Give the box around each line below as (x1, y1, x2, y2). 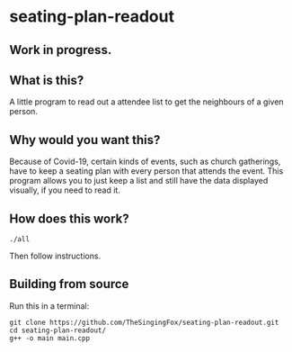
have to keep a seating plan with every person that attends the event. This (9, 166, 284, 176)
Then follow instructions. (9, 250, 102, 262)
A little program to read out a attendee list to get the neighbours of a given (9, 96, 285, 107)
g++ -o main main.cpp (9, 333, 91, 343)
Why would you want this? (9, 132, 161, 148)
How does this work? (9, 211, 129, 226)
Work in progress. (9, 42, 112, 58)
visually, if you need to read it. (9, 185, 121, 195)
